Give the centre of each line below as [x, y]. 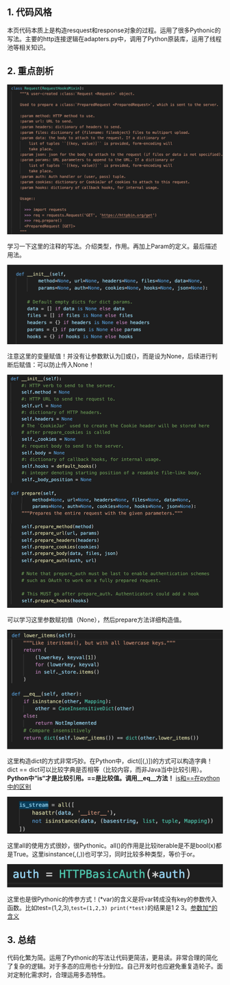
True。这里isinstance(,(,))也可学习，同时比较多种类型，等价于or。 [105, 854]
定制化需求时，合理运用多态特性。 [61, 975]
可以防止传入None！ [65, 365]
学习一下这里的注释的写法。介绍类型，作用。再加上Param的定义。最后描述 [112, 246]
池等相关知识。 [28, 47]
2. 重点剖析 [30, 71]
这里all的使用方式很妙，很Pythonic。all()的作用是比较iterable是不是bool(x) [112, 846]
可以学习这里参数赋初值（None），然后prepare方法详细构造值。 [96, 620]
